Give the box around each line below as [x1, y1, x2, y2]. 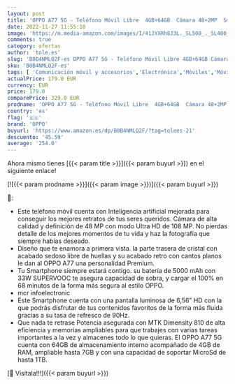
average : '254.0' [7, 140, 58, 147]
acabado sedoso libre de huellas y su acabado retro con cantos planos [17, 252, 222, 260]
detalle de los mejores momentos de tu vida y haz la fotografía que [17, 230, 210, 238]
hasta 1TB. [17, 355, 48, 364]
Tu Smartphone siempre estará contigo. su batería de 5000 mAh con [17, 267, 216, 275]
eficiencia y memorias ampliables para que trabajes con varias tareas [17, 326, 218, 334]
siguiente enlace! [7, 167, 57, 175]
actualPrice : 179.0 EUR [7, 75, 77, 82]
